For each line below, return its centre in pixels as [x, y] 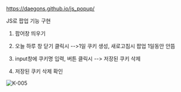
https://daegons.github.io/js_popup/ [50, 9]
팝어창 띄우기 [30, 33]
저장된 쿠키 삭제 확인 [39, 71]
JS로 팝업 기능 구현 [28, 21]
